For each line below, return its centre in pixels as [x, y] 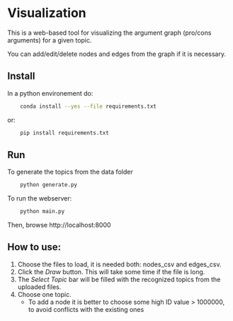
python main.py [42, 212]
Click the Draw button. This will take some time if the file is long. [111, 271]
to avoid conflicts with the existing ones [86, 309]
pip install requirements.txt [65, 133]
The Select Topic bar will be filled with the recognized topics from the [119, 279]
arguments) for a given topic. [50, 40]
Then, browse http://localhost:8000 [59, 225]
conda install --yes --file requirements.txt [89, 106]
